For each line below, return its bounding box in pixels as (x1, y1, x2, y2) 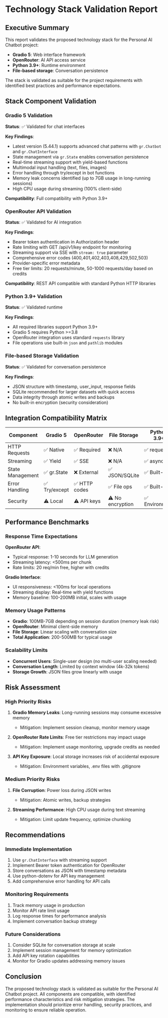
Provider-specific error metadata (12, 260, 80, 266)
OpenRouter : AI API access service (12, 57, 86, 63)
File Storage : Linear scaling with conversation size (12, 629, 117, 635)
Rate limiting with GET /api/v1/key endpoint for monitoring (12, 244, 131, 250)
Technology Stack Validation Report (5, 3, 158, 15)
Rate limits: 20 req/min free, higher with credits (12, 564, 109, 570)
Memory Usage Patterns (5, 607, 66, 613)
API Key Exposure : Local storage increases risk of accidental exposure (12, 753, 159, 759)
